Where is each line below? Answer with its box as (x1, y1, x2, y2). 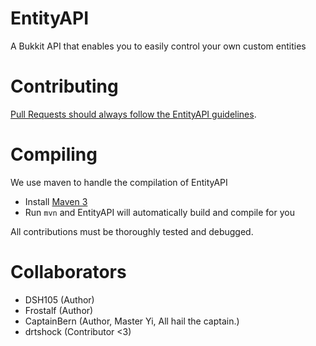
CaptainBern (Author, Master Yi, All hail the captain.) (24, 315, 240, 327)
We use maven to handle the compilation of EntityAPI (10, 176, 228, 188)
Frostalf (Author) (24, 304, 94, 316)
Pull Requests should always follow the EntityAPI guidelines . (10, 108, 257, 120)
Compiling (10, 143, 98, 166)
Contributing (10, 75, 119, 98)
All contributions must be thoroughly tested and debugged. (10, 225, 254, 237)
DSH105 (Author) (24, 293, 95, 306)
